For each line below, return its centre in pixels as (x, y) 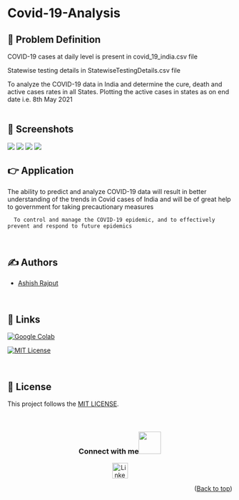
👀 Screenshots (41, 129)
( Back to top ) (213, 489)
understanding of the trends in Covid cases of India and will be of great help (119, 199)
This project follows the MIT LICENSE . (63, 404)
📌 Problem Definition (54, 40)
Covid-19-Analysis (64, 13)
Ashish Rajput (38, 283)
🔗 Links (24, 319)
